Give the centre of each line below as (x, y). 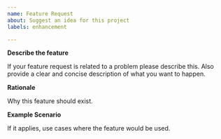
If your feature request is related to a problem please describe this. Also (111, 67)
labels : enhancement (37, 27)
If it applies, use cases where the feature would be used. (89, 128)
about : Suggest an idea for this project (69, 20)
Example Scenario (34, 115)
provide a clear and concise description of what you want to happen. (106, 74)
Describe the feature (38, 53)
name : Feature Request (40, 14)
